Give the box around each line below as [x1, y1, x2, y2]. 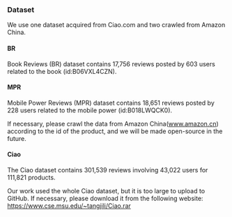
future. [7, 134, 26, 142]
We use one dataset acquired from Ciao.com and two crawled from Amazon [7, 21, 226, 29]
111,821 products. [7, 173, 56, 181]
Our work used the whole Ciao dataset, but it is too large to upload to [7, 186, 206, 195]
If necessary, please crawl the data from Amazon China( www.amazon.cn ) [7, 119, 219, 128]
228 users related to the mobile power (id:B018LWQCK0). [7, 106, 173, 114]
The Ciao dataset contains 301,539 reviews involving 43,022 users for [7, 165, 208, 174]
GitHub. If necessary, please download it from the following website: [7, 194, 203, 202]
